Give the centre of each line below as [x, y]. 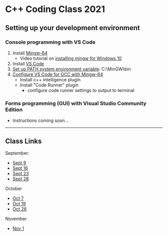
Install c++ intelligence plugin [50, 79]
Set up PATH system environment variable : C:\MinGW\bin [71, 69]
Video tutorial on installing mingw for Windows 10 [71, 58]
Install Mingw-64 [30, 53]
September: [17, 153]
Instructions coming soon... [40, 121]
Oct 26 [19, 209]
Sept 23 [20, 173]
